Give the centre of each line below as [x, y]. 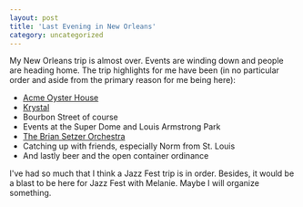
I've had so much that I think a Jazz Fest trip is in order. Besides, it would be [152, 173]
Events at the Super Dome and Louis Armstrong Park [121, 127]
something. [30, 193]
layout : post [34, 18]
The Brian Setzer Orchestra [74, 137]
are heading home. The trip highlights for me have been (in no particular [145, 70]
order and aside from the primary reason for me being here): [123, 80]
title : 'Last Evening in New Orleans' [83, 26]
